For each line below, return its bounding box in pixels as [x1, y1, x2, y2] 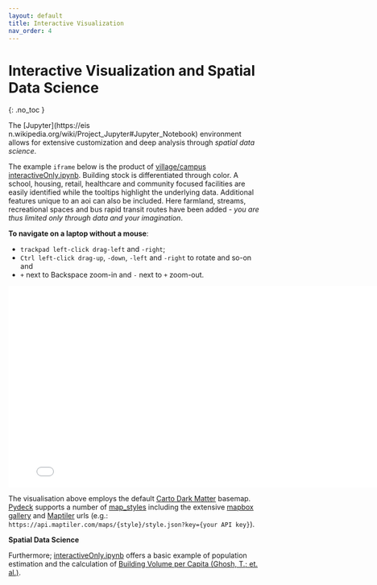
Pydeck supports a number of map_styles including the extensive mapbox [8, 502, 254, 512]
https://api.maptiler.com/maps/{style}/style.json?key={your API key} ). [8, 520, 255, 529]
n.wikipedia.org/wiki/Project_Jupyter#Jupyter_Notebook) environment [8, 130, 242, 139]
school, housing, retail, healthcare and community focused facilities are [8, 179, 246, 189]
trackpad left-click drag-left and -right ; [19, 245, 166, 254]
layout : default [8, 11, 63, 20]
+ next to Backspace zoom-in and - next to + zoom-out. [19, 270, 205, 280]
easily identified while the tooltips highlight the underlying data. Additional [8, 187, 255, 197]
